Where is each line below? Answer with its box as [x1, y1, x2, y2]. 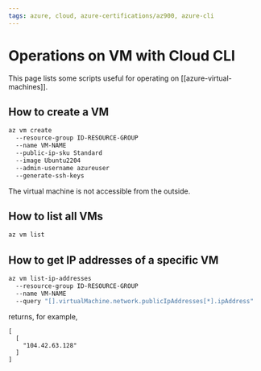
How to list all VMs [8, 209, 103, 223]
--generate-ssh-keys [15, 171, 85, 180]
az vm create [8, 127, 52, 135]
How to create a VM [8, 105, 110, 119]
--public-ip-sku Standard [15, 149, 103, 157]
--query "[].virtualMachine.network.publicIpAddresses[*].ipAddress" [15, 297, 254, 305]
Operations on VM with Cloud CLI [8, 46, 236, 65]
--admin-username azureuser [15, 164, 110, 172]
